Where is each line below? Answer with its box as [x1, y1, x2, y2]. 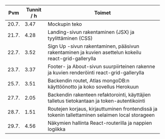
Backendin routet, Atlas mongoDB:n [47, 77, 130, 84]
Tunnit [26, 6, 42, 13]
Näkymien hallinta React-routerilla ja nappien [47, 120, 152, 126]
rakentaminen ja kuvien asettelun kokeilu [47, 49, 141, 56]
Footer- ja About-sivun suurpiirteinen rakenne [47, 63, 156, 70]
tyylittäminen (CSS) [47, 35, 93, 41]
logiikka [47, 126, 66, 132]
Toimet [94, 9, 111, 16]
